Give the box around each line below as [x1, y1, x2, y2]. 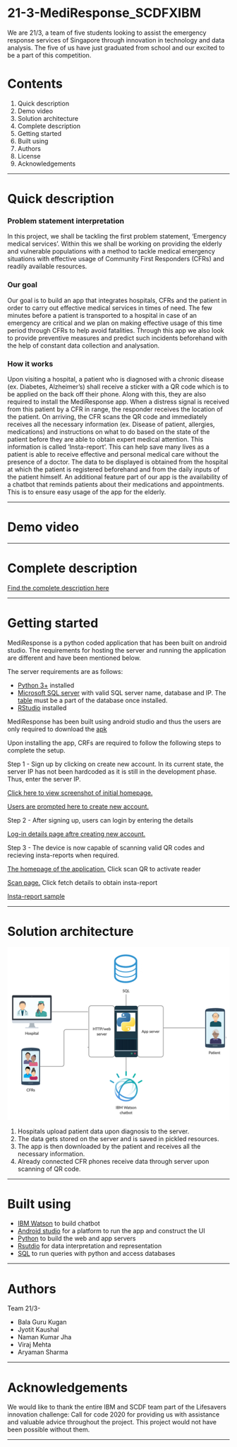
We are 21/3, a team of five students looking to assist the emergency [7, 28, 207, 37]
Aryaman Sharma [17, 1348, 68, 1356]
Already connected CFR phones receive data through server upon [17, 1157, 209, 1165]
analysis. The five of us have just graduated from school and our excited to [7, 43, 225, 52]
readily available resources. [7, 262, 87, 270]
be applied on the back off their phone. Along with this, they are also [7, 389, 207, 398]
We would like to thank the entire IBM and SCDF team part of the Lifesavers [7, 1403, 227, 1412]
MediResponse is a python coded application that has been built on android [7, 639, 227, 647]
